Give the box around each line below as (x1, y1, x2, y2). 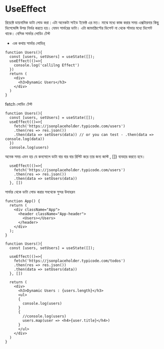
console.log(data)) (5, 136, 45, 141)
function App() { (5, 198, 41, 203)
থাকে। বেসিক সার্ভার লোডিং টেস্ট (5, 30, 50, 36)
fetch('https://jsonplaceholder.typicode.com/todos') (14, 258, 125, 263)
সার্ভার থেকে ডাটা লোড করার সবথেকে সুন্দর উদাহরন (5, 189, 76, 194)
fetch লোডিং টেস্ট (5, 101, 33, 107)
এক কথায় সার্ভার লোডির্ (12, 40, 45, 46)
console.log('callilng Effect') (14, 62, 80, 68)
